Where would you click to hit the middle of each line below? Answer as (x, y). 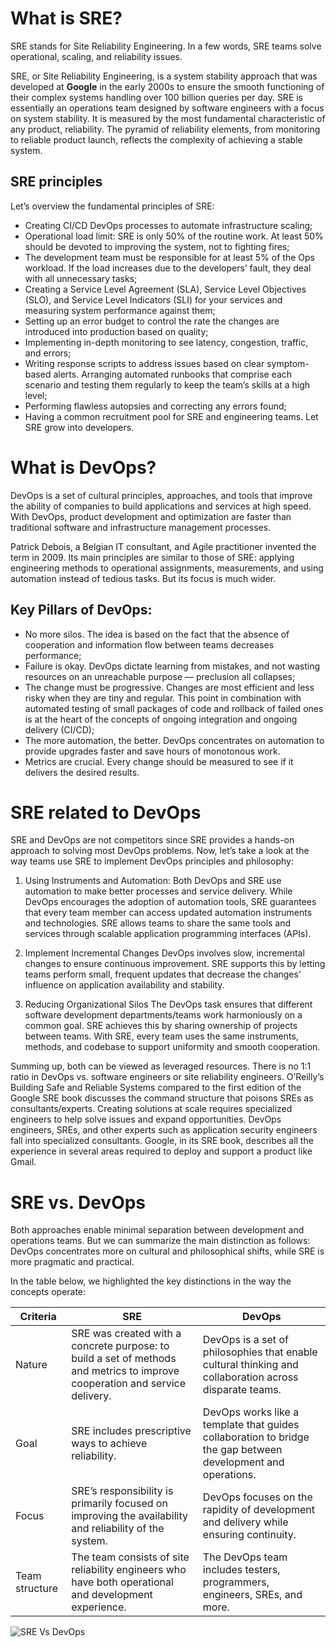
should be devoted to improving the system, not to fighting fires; (157, 246)
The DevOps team (245, 1557)
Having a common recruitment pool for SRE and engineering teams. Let (171, 416)
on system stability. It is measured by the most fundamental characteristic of (168, 118)
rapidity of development (258, 1510)
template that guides (251, 1425)
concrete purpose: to (120, 1346)
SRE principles (56, 182)
